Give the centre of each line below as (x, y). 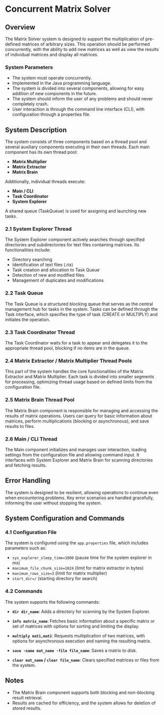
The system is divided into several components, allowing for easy (78, 88)
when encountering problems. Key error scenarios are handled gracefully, (80, 498)
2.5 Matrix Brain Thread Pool (40, 400)
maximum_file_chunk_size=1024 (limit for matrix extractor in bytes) (78, 568)
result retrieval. (27, 697)
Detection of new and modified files (48, 275)
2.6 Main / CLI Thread (31, 439)
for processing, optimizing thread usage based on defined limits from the (79, 382)
